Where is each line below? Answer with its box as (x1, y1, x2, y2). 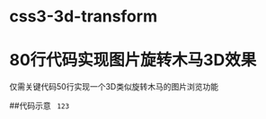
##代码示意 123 (9, 100, 70, 111)
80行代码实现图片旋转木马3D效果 (9, 50, 257, 71)
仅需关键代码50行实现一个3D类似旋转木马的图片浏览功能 (9, 81, 218, 92)
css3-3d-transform (9, 6, 158, 27)
